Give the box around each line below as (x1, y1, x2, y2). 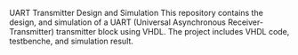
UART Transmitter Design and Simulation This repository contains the (9, 8, 264, 18)
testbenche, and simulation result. (9, 35, 133, 46)
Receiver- (228, 17, 264, 27)
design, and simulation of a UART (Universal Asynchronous (9, 17, 227, 27)
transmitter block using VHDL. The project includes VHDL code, (56, 27, 290, 36)
